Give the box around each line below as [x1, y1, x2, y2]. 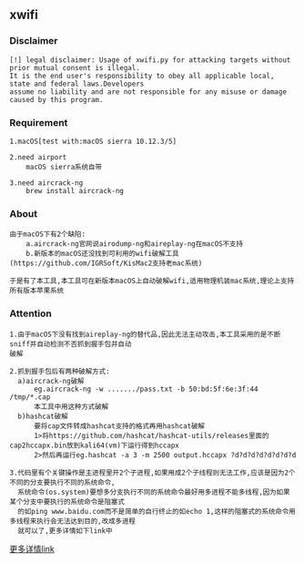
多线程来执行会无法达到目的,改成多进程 [9, 517, 137, 526]
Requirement [9, 116, 68, 128]
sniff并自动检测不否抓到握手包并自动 [9, 339, 132, 349]
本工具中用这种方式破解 [33, 402, 109, 411]
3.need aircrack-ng [9, 178, 84, 188]
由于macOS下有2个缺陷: [9, 230, 86, 240]
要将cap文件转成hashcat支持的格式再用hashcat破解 [33, 421, 206, 431]
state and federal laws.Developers [9, 79, 145, 88]
